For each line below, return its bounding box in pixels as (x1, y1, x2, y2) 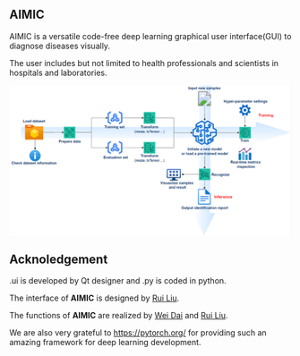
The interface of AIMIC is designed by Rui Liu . (9, 292, 180, 303)
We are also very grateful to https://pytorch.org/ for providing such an (9, 327, 267, 338)
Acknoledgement (9, 251, 108, 267)
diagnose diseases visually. (9, 40, 110, 51)
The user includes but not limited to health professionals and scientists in (9, 57, 279, 68)
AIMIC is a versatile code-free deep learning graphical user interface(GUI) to (9, 30, 292, 41)
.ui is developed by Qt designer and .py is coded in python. (9, 275, 227, 286)
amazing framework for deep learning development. (9, 337, 201, 348)
